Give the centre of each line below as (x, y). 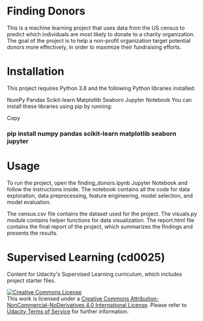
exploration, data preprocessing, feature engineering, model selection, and (100, 195)
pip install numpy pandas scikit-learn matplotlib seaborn (92, 133)
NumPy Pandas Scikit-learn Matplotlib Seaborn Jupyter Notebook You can (99, 100)
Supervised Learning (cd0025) (86, 257)
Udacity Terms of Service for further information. (68, 311)
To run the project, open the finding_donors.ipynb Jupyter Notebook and (97, 183)
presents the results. (32, 233)
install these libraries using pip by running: (60, 106)
